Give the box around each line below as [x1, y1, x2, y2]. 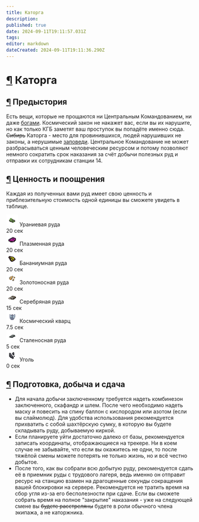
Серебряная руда [19, 298, 64, 305]
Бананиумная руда [19, 259, 67, 267]
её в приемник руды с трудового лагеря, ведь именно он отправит [14, 471, 185, 478]
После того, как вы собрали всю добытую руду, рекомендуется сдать [14, 464, 194, 472]
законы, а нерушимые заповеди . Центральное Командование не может [6, 138, 189, 145]
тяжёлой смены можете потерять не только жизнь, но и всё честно [14, 452, 188, 459]
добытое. [14, 458, 39, 466]
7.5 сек [6, 324, 24, 331]
